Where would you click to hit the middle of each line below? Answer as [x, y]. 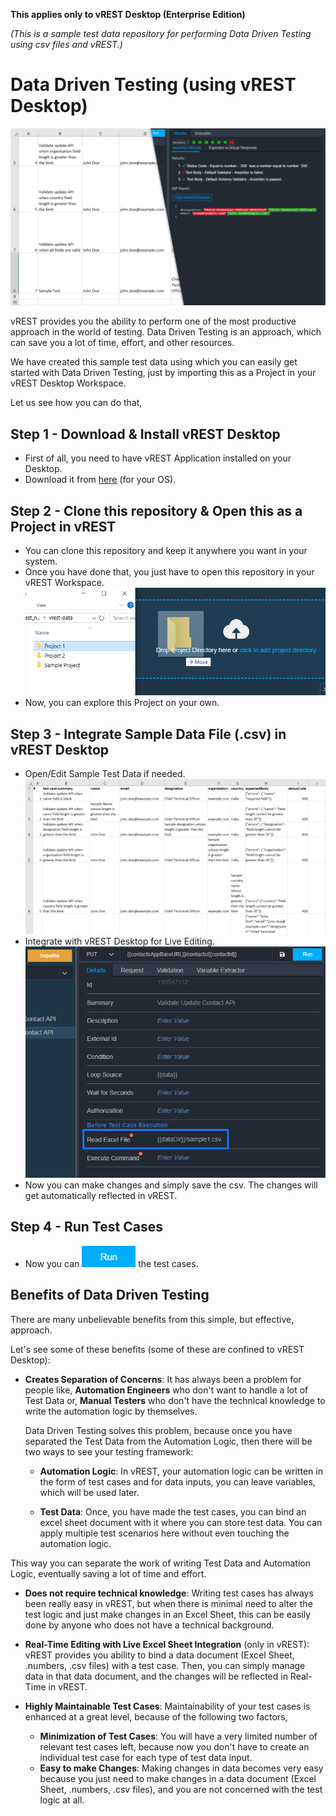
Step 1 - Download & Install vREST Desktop [145, 434]
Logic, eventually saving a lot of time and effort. [108, 1573]
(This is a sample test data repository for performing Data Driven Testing [161, 33]
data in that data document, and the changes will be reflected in [156, 1676]
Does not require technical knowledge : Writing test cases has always [169, 1593]
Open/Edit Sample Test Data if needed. [105, 773]
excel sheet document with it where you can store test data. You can [181, 1522]
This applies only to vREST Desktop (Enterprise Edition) [128, 14]
